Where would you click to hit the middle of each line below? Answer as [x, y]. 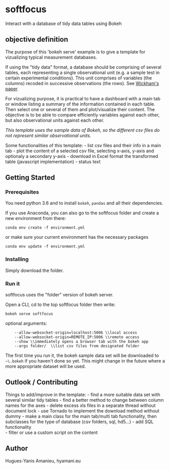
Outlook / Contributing [42, 382]
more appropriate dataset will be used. [46, 366]
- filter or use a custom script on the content [52, 432]
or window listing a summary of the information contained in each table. [80, 104]
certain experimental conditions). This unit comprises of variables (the [79, 78]
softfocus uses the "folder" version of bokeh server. [60, 295]
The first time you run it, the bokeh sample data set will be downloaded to [82, 355]
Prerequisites [22, 192]
